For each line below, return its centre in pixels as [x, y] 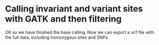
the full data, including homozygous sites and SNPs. [57, 37]
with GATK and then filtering [64, 19]
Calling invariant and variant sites [74, 9]
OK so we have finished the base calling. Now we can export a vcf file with [79, 32]
